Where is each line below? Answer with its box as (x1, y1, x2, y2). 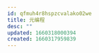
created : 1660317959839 (7, 36, 77, 43)
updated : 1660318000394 (7, 29, 77, 36)
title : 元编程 (7, 17, 45, 23)
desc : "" (7, 23, 33, 30)
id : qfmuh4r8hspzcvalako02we (7, 10, 92, 17)
